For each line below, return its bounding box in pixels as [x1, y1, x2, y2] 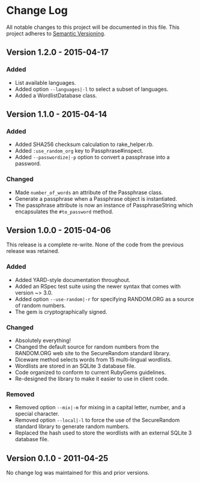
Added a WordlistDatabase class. [14, 91, 97, 99]
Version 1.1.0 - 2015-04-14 [6, 109, 108, 120]
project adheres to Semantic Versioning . [6, 29, 106, 37]
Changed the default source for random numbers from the [14, 343, 159, 350]
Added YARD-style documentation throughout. [14, 276, 131, 283]
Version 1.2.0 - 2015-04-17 [6, 47, 109, 58]
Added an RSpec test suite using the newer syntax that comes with [14, 282, 181, 290]
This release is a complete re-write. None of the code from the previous [6, 241, 184, 248]
